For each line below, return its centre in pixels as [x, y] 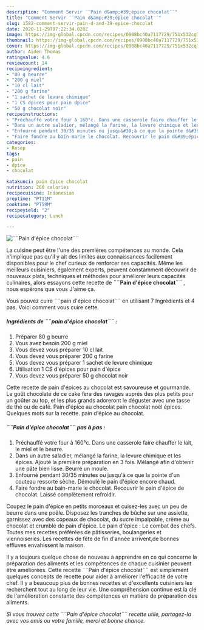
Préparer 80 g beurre [42, 337]
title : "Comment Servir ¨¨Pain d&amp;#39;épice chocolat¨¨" [84, 18]
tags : [13, 154]
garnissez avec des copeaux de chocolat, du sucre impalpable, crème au [98, 520]
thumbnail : [20, 40]
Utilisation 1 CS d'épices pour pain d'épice [68, 369]
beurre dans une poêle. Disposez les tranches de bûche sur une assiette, [98, 513]
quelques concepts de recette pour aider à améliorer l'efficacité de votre [97, 576]
